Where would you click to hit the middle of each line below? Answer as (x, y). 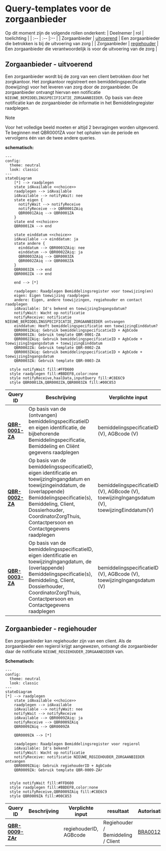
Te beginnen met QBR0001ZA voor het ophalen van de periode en (72, 133)
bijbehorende (44, 433)
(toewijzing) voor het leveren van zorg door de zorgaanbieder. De (72, 87)
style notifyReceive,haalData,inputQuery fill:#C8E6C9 (67, 378)
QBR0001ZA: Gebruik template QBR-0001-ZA (57, 335)
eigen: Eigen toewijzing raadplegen (52, 295)
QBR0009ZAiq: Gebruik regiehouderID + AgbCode (63, 766)
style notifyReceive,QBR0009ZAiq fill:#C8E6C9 (58, 792)
